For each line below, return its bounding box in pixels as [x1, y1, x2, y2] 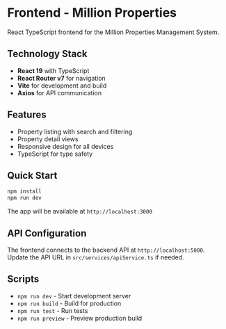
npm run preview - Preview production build [17, 314, 143, 322]
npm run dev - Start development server [17, 291, 131, 300]
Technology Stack [7, 48, 88, 60]
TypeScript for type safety [17, 150, 93, 158]
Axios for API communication [17, 88, 102, 97]
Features [7, 109, 47, 121]
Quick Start [7, 169, 58, 182]
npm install [7, 188, 42, 195]
